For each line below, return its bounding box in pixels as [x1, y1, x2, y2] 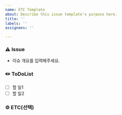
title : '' [5, 16, 26, 21]
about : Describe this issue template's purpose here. [5, 12, 118, 17]
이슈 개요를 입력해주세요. [12, 57, 60, 64]
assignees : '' [5, 26, 34, 30]
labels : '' [5, 21, 28, 26]
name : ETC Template [5, 7, 45, 12]
